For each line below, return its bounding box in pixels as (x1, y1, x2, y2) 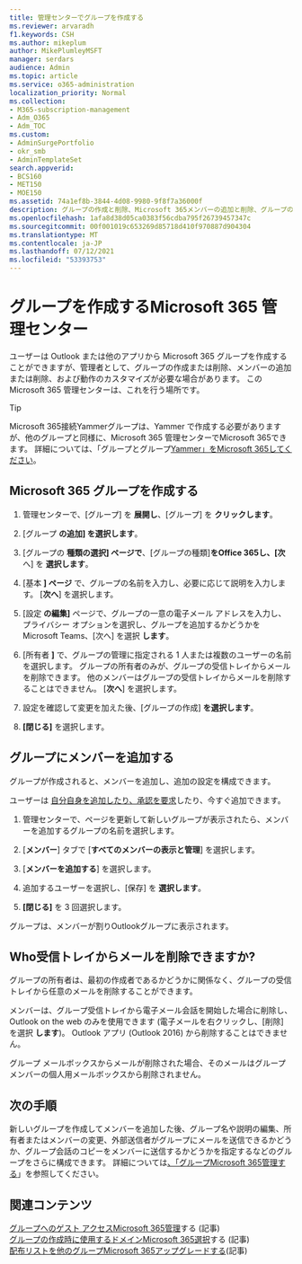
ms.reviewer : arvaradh (9, 22, 94, 31)
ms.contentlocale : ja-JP (9, 239, 102, 248)
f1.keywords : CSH (9, 30, 75, 39)
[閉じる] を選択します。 (22, 720, 110, 732)
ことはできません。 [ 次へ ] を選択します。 (30, 683, 182, 694)
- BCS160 (9, 172, 42, 181)
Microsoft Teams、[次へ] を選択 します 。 (22, 630, 174, 641)
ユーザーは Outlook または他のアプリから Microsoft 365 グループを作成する (9, 350, 288, 361)
